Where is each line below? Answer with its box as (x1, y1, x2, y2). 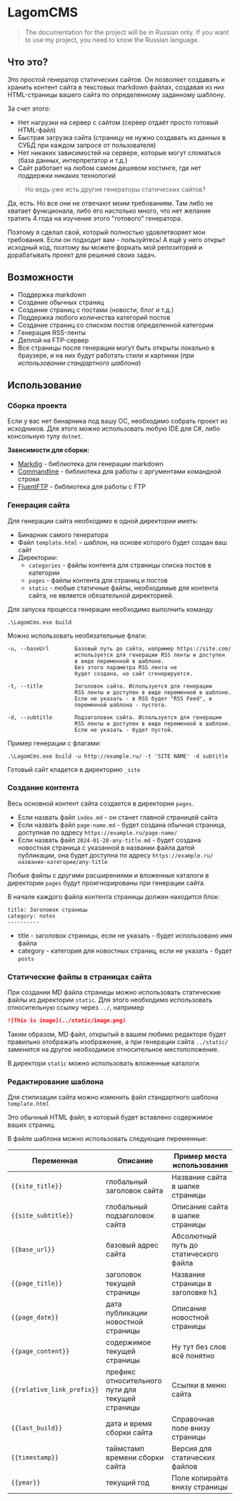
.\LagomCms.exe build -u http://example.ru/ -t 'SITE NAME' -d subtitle (7, 753, 229, 760)
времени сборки (106, 1452, 164, 1462)
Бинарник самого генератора (17, 530, 109, 539)
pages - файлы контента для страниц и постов (28, 576, 168, 584)
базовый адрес (106, 1240, 159, 1250)
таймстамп (106, 1444, 145, 1454)
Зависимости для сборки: (7, 446, 90, 454)
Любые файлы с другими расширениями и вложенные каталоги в (7, 870, 209, 879)
